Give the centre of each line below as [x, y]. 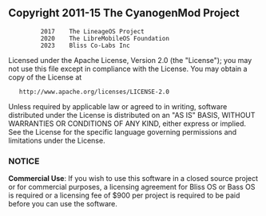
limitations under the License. [57, 140]
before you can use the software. [63, 204]
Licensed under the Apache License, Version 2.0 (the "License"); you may [130, 60]
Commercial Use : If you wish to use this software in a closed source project [133, 179]
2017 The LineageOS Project [93, 31]
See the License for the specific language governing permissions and [123, 132]
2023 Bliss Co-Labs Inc [85, 45]
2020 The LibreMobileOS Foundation [105, 38]
